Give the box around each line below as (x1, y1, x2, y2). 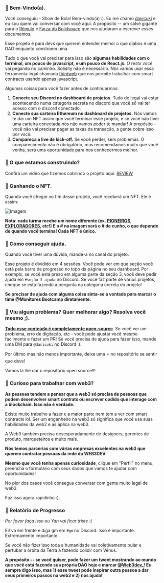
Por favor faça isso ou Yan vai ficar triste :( (5, 518, 92, 524)
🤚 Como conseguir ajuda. (5, 240, 67, 247)
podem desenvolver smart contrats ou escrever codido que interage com (5, 396, 157, 402)
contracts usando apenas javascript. (5, 76, 78, 82)
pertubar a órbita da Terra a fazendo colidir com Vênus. (5, 547, 117, 553)
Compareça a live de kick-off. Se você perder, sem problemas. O (12, 136, 144, 142)
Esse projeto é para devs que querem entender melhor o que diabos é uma (5, 41, 157, 46)
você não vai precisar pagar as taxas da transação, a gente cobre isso (12, 126, 154, 132)
